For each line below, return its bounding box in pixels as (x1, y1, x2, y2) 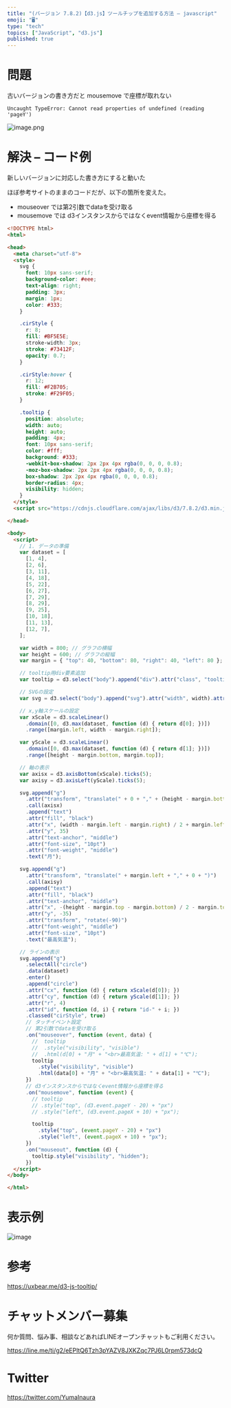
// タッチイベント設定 (25, 1019, 81, 1026)
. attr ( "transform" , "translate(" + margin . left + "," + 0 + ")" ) (25, 872, 217, 879)
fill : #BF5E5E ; (25, 333, 69, 340)
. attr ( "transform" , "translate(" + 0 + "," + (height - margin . (25, 796, 214, 803)
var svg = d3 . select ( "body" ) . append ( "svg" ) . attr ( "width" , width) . (19, 695, 214, 702)
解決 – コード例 (7, 149, 91, 165)
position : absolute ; (25, 415, 85, 422)
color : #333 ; (25, 301, 63, 308)
